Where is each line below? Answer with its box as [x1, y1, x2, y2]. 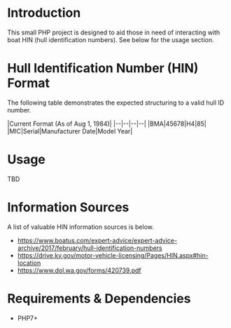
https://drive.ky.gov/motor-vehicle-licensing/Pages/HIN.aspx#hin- [17, 251, 209, 259]
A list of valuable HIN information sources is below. [7, 223, 154, 231]
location [17, 258, 41, 267]
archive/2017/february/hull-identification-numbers [17, 244, 162, 252]
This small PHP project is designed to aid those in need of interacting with [7, 28, 220, 37]
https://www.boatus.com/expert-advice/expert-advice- [17, 236, 177, 244]
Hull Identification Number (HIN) [7, 60, 199, 77]
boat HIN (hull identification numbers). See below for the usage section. [7, 35, 214, 44]
